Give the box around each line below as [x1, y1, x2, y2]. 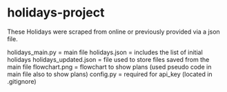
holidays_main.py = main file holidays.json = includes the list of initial [7, 48, 204, 56]
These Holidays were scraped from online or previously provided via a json [7, 27, 221, 36]
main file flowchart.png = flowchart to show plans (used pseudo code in [7, 62, 212, 71]
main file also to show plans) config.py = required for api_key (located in [7, 70, 213, 78]
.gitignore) [7, 77, 37, 85]
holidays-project [7, 5, 105, 21]
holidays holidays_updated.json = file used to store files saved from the [7, 55, 210, 63]
